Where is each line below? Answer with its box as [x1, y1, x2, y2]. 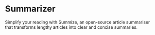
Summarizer [5, 3, 56, 14]
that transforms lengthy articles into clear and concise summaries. [5, 24, 138, 30]
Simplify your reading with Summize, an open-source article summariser [5, 19, 150, 25]
